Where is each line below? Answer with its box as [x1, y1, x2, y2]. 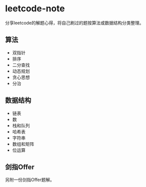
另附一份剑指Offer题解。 [5, 177, 55, 183]
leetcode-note [5, 3, 65, 14]
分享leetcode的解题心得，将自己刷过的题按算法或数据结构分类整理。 [5, 20, 144, 26]
